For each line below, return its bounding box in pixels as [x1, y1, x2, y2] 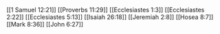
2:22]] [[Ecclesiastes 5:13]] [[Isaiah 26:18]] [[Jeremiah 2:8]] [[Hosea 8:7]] [6, 13, 214, 21]
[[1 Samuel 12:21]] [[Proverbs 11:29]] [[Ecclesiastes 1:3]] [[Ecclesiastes [6, 6, 205, 14]
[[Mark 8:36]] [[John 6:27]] [6, 20, 84, 28]
